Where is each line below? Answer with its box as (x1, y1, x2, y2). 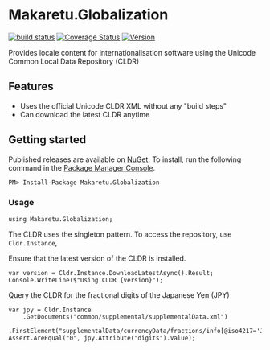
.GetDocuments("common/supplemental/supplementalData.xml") (22, 312, 228, 321)
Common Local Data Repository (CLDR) (8, 56, 140, 66)
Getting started (8, 133, 87, 146)
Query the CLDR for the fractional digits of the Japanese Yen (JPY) (8, 290, 231, 299)
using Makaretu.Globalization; (8, 215, 113, 223)
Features (8, 80, 54, 93)
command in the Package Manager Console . (8, 163, 156, 172)
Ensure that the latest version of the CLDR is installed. (8, 253, 186, 263)
